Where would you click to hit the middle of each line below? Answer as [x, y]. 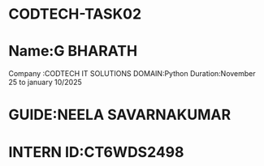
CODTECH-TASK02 [75, 14]
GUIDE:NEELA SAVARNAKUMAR [120, 115]
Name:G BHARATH [73, 51]
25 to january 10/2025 [45, 83]
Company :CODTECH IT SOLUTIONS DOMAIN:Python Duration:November [132, 74]
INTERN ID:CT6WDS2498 [96, 152]
